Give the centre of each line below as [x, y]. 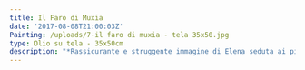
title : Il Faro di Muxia [56, 18]
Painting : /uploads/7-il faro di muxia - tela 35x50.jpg [119, 35]
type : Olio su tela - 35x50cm [67, 43]
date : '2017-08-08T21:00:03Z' [67, 26]
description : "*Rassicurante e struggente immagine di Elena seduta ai [148, 52]
